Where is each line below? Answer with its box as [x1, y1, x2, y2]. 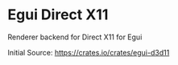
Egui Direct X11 [7, 6, 109, 24]
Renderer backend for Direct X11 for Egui [7, 32, 143, 42]
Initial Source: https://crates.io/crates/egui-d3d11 [7, 47, 170, 57]
